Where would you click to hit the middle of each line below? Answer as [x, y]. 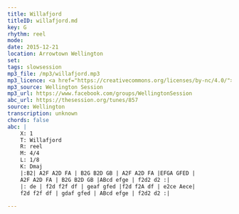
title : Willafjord [34, 14]
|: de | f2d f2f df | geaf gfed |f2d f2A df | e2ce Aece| [108, 186]
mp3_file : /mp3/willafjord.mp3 [54, 73]
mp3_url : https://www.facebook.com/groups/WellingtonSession [100, 93]
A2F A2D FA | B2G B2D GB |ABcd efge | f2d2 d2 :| [95, 180]
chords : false [28, 120]
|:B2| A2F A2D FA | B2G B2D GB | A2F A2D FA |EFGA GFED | [108, 173]
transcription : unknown [43, 113]
